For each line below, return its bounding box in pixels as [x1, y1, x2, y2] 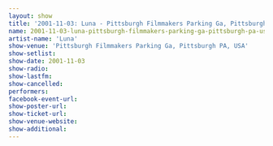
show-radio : [8, 65, 49, 73]
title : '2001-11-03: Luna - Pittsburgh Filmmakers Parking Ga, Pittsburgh [8, 19, 267, 28]
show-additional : [8, 125, 67, 133]
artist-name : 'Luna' [8, 34, 79, 43]
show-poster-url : [8, 102, 67, 110]
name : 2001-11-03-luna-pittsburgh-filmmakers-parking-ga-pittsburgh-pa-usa [8, 27, 271, 35]
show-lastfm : [8, 72, 53, 80]
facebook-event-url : [8, 95, 79, 103]
